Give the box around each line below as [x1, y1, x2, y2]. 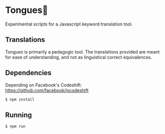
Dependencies [5, 68, 51, 77]
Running [5, 110, 32, 119]
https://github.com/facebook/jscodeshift [5, 87, 89, 93]
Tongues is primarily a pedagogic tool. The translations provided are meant [5, 48, 160, 54]
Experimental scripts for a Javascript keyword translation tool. [5, 21, 133, 27]
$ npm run [5, 124, 26, 129]
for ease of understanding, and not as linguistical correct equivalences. [5, 54, 152, 60]
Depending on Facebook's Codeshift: [5, 82, 82, 88]
